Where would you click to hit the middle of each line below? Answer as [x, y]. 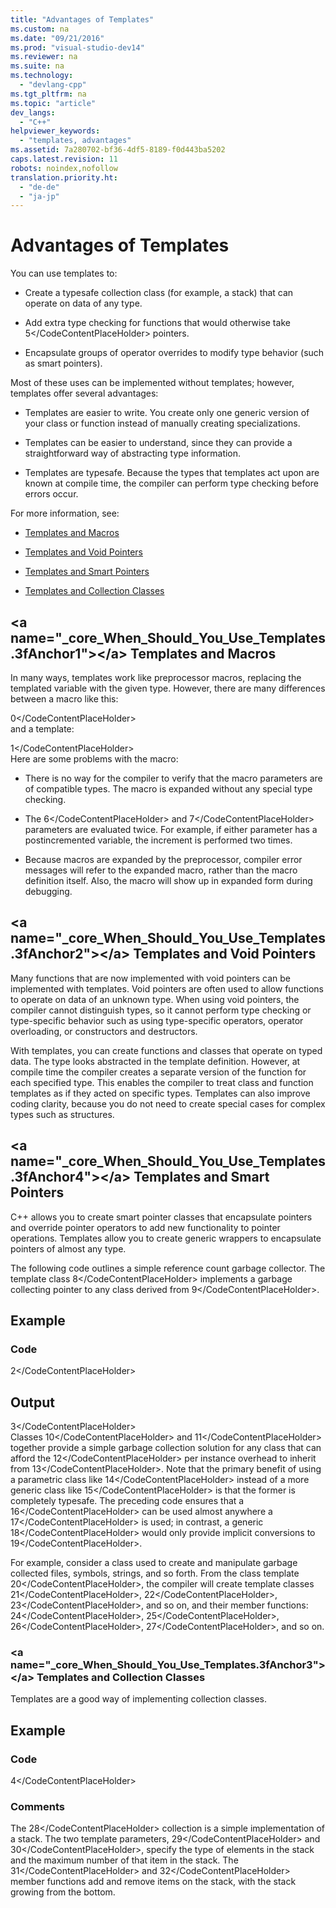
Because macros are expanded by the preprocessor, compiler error [163, 859]
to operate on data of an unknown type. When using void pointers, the [155, 999]
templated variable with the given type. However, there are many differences [168, 688]
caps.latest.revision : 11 [64, 159]
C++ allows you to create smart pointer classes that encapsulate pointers [161, 1217]
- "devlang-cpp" [53, 85]
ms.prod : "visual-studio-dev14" [77, 47]
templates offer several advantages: [84, 393]
